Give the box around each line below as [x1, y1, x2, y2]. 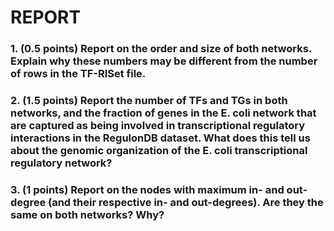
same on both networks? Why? [10, 207, 165, 221]
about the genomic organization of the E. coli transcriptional [10, 144, 308, 158]
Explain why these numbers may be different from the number [10, 54, 318, 68]
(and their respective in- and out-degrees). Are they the [48, 195, 324, 209]
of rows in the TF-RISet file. [10, 67, 147, 81]
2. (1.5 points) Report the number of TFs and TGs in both [10, 94, 288, 108]
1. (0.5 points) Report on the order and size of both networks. [10, 42, 312, 56]
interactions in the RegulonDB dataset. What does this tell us [10, 131, 311, 145]
